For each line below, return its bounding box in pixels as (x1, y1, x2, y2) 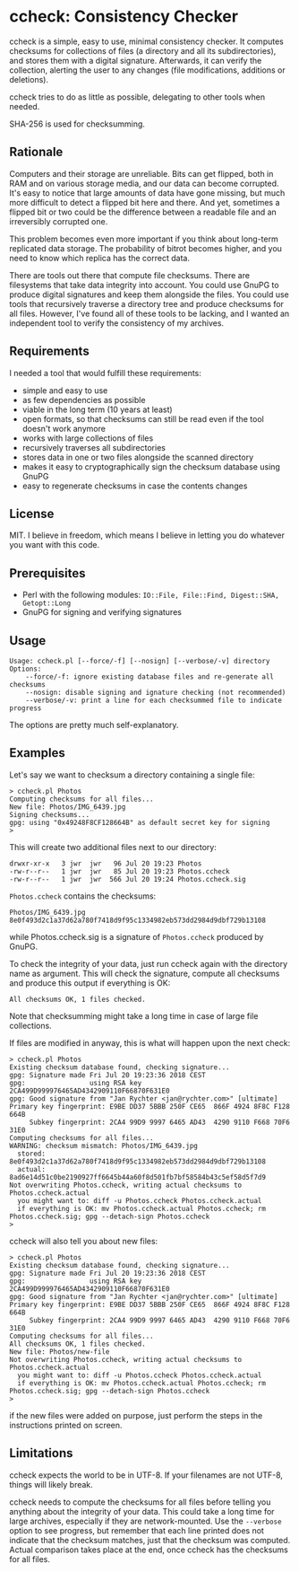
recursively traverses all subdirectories (21, 442, 166, 452)
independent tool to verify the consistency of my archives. (9, 317, 225, 329)
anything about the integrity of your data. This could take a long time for (9, 1506, 275, 1516)
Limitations (9, 1445, 73, 1461)
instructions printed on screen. (9, 1419, 123, 1430)
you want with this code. (9, 540, 100, 550)
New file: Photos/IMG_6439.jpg (9, 802, 126, 812)
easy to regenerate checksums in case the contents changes (21, 480, 248, 491)
